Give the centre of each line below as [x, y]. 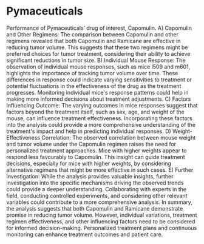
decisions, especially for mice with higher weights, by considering [89, 163]
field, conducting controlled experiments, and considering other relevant [97, 195]
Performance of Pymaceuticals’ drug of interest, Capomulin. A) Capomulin [99, 28]
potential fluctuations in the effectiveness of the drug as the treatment [94, 86]
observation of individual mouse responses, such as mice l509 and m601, [98, 66]
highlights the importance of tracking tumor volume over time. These [92, 73]
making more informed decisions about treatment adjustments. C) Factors [99, 99]
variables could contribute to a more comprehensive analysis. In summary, [100, 202]
